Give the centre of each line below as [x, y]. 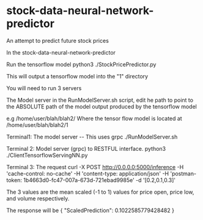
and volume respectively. [38, 198]
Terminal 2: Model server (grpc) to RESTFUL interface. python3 [86, 148]
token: [14, 180]
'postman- [183, 173]
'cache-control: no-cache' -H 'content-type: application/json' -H [88, 173]
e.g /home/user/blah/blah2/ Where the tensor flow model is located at [94, 118]
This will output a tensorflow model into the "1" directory [77, 76]
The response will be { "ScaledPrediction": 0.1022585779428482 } [90, 210]
